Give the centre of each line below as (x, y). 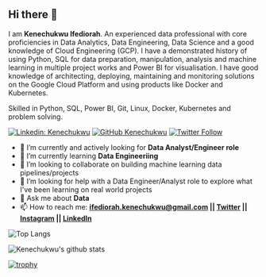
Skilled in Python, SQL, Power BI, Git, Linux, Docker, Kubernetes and (120, 108)
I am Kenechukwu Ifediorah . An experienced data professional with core (128, 33)
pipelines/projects (49, 172)
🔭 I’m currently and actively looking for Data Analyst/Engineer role (129, 147)
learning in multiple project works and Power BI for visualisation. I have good (133, 67)
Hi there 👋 (33, 15)
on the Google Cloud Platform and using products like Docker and (116, 84)
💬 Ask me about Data (54, 198)
